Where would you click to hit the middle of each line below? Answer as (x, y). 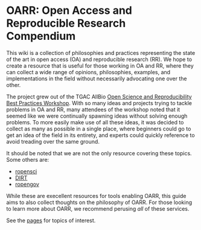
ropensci (26, 171)
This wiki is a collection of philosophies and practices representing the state (101, 53)
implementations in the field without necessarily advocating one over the (97, 78)
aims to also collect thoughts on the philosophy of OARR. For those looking (99, 202)
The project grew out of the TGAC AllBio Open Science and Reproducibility (99, 97)
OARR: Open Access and (69, 11)
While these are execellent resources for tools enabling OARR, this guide (96, 196)
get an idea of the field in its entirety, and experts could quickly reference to (101, 135)
